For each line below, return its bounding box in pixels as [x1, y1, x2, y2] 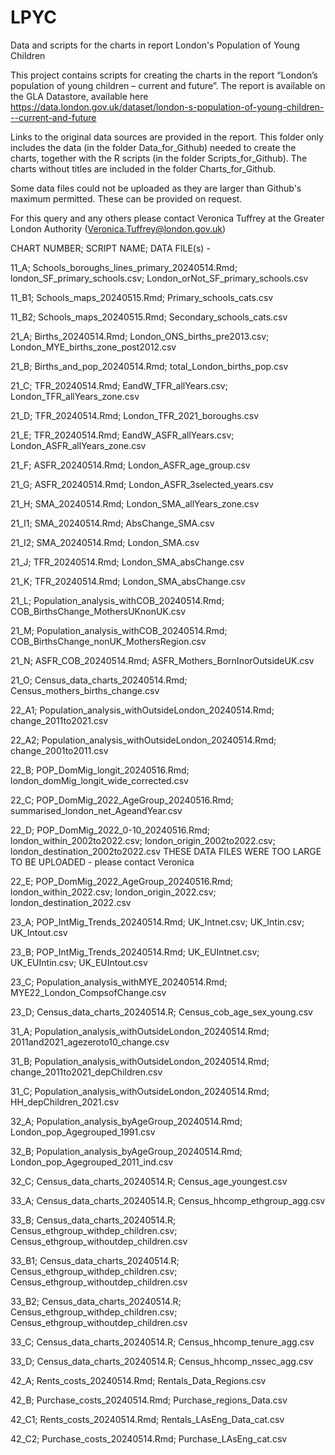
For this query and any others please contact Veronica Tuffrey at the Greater [10, 212, 325, 224]
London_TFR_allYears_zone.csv [10, 390, 140, 402]
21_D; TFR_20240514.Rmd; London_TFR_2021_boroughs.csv [10, 409, 260, 421]
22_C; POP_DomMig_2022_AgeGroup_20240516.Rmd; [10, 794, 234, 806]
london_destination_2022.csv [10, 896, 132, 908]
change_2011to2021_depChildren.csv [10, 1066, 163, 1078]
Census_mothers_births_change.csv [10, 684, 160, 696]
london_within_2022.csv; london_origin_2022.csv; [10, 886, 217, 898]
